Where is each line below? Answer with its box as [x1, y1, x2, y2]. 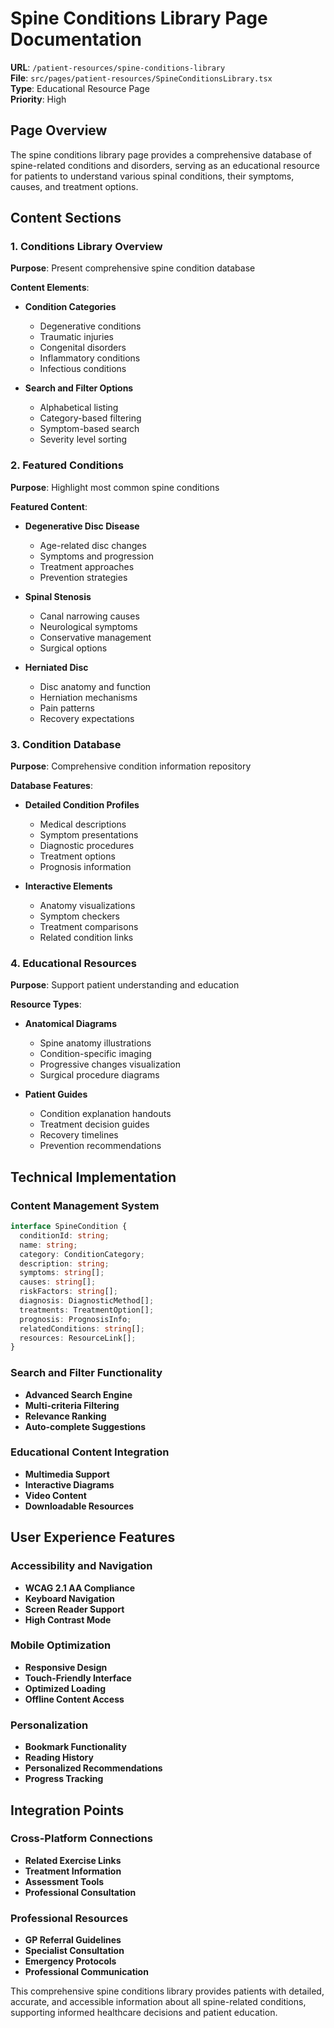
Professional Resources [10, 1911, 129, 1925]
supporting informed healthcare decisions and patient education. [10, 2007, 278, 2019]
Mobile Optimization [10, 1638, 112, 1652]
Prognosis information [39, 861, 132, 873]
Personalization [10, 1718, 89, 1732]
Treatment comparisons [39, 921, 139, 933]
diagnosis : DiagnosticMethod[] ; [19, 1296, 155, 1306]
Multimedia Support [24, 1468, 110, 1480]
